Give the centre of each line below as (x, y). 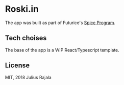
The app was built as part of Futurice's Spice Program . (60, 23)
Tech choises (26, 38)
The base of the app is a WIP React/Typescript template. (62, 50)
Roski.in (22, 9)
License (17, 66)
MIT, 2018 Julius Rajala (28, 77)
